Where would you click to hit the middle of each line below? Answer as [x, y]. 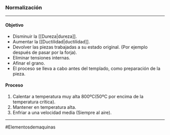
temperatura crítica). [34, 102]
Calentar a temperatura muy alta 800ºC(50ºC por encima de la [78, 96]
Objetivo [14, 25]
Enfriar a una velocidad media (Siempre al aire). [62, 112]
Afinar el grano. [29, 63]
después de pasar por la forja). [45, 52]
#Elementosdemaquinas [30, 127]
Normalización [24, 8]
